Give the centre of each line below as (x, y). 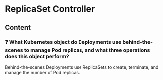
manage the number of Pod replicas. (42, 72)
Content (18, 28)
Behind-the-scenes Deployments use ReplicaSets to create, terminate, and (82, 67)
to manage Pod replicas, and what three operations (87, 50)
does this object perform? (37, 56)
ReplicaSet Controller (50, 9)
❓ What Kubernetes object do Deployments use (63, 42)
